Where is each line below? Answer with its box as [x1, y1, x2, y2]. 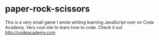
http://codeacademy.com [5, 29, 56, 35]
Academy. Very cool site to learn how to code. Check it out [5, 24, 123, 30]
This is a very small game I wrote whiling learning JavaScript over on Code [5, 19, 154, 25]
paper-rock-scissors [5, 3, 90, 14]
